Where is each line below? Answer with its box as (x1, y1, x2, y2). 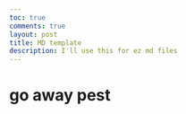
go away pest (9, 85, 112, 106)
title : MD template (9, 38, 82, 48)
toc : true (9, 13, 46, 22)
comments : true (9, 22, 66, 31)
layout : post (9, 30, 58, 39)
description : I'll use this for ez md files (9, 47, 178, 56)
